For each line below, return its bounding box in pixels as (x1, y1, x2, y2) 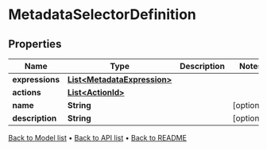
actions (12, 87, 41, 98)
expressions (12, 74, 60, 85)
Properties (8, 37, 62, 51)
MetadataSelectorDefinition (8, 6, 197, 24)
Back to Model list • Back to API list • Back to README (8, 133, 187, 142)
